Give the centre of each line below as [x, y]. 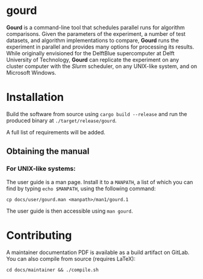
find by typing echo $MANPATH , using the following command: [81, 188]
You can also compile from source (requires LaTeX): [71, 258]
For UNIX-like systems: [41, 169]
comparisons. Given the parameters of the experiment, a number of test [96, 33]
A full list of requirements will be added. [56, 132]
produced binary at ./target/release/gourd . [62, 120]
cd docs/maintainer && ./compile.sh [52, 270]
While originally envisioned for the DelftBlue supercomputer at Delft [90, 53]
